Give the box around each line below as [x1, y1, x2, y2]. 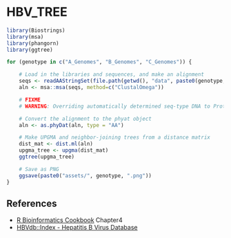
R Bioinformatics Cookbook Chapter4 [16, 216, 123, 224]
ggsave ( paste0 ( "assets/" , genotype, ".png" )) [19, 172, 152, 179]
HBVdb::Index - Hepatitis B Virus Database [16, 224, 138, 232]
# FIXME [19, 96, 41, 103]
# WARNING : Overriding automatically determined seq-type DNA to [19, 103, 211, 110]
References [6, 197, 57, 209]
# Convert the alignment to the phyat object [19, 115, 152, 122]
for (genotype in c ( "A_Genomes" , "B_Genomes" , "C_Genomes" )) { [6, 59, 192, 66]
